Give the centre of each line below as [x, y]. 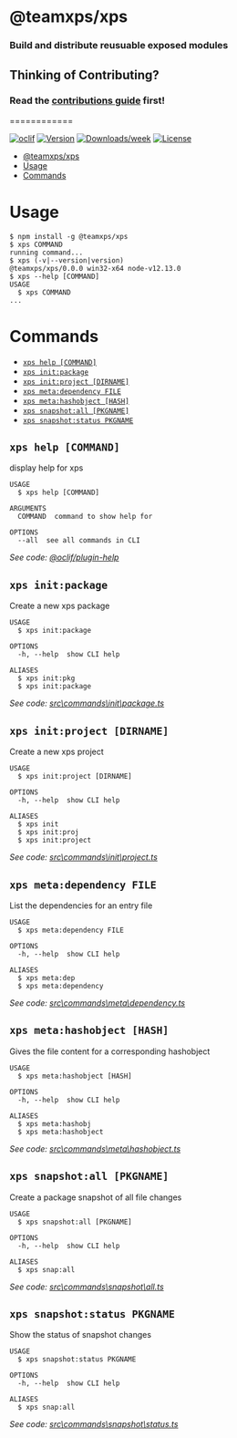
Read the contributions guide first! [88, 100]
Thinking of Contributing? [84, 75]
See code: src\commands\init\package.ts [87, 703]
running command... [46, 253]
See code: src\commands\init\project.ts [83, 857]
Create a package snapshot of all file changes [96, 1197]
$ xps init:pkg [46, 678]
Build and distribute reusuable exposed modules [119, 46]
